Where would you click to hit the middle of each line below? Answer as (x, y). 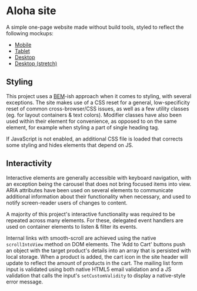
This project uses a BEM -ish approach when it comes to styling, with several (99, 96)
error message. (25, 282)
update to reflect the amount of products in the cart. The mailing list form (95, 263)
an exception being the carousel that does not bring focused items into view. (99, 184)
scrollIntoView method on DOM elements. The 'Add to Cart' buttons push (96, 244)
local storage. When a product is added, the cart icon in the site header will (97, 256)
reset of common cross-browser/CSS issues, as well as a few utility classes (98, 108)
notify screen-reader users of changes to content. (67, 203)
